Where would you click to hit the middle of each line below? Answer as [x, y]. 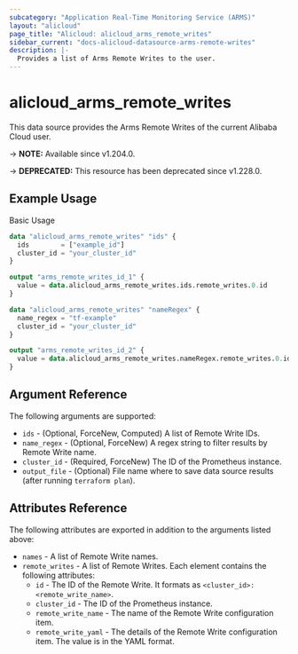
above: [22, 539]
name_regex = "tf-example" [67, 318]
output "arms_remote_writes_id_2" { [77, 351]
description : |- [39, 51]
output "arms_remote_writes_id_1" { [77, 277]
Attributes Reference [68, 508]
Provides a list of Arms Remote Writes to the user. [117, 59]
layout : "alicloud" [45, 26]
